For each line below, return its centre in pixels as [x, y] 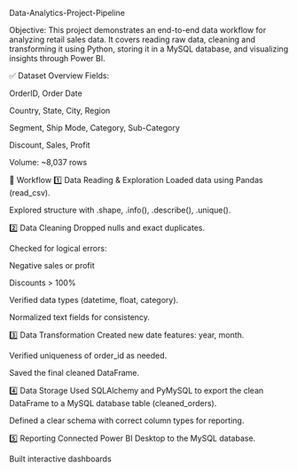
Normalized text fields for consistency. [80, 317]
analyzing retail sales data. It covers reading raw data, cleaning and [132, 40]
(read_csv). [30, 193]
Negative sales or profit [52, 265]
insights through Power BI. [57, 58]
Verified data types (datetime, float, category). [94, 300]
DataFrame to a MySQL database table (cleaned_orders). [113, 403]
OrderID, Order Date [46, 93]
